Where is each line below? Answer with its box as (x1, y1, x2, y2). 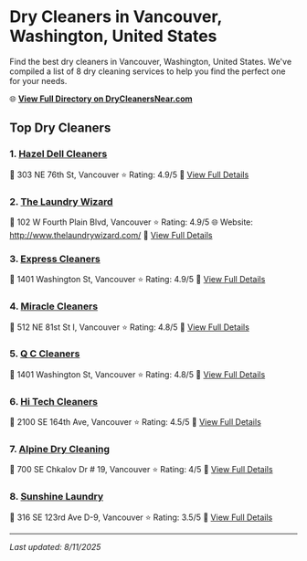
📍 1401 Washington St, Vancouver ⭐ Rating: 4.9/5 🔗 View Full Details (9, 274, 266, 285)
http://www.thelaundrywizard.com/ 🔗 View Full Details (9, 229, 213, 240)
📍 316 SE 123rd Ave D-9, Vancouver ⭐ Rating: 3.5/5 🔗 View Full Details (9, 512, 273, 523)
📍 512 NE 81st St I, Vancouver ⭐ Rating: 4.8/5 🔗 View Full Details (9, 322, 249, 333)
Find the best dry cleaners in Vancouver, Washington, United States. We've (9, 56, 292, 67)
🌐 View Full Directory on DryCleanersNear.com (9, 93, 194, 104)
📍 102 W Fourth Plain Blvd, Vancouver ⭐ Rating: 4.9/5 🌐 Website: (9, 217, 254, 228)
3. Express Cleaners (9, 252, 101, 265)
